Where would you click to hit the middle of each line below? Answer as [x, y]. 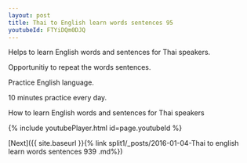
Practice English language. [51, 82]
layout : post [29, 15]
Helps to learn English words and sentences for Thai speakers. [109, 53]
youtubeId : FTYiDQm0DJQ [47, 30]
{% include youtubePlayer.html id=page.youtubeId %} [95, 128]
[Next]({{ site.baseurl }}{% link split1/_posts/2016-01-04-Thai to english [123, 143]
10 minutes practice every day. [58, 98]
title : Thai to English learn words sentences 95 [91, 23]
